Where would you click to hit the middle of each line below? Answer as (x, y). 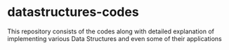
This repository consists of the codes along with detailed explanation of (111, 31)
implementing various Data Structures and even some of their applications (115, 38)
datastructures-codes (73, 12)
